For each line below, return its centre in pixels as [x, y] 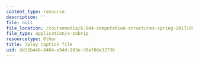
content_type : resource [36, 12]
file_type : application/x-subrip [47, 34]
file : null [20, 22]
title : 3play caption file [39, 45]
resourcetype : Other [32, 39]
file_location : [25, 28]
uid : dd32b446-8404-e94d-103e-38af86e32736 [61, 50]
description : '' [26, 17]
